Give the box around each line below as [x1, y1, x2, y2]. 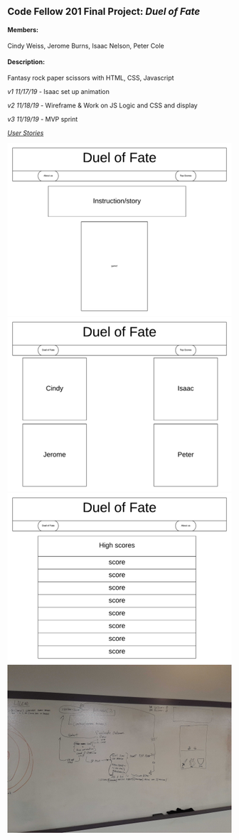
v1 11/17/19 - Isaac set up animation [7, 87, 110, 95]
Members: [7, 25, 39, 34]
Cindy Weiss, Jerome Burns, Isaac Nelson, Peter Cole [7, 41, 165, 50]
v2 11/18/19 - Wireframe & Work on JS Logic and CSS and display [7, 101, 198, 110]
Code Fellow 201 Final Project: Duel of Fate [7, 6, 201, 18]
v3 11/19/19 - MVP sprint [7, 115, 78, 123]
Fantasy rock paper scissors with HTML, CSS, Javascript [7, 73, 174, 82]
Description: [7, 58, 45, 66]
